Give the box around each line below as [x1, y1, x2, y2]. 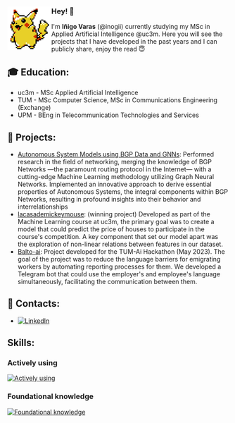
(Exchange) [17, 104, 51, 112]
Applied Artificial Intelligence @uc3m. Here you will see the [51, 30, 223, 38]
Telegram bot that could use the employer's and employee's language [17, 269, 220, 278]
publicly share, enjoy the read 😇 [51, 45, 146, 54]
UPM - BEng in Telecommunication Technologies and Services [17, 111, 199, 119]
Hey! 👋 [51, 6, 75, 16]
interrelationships [17, 202, 68, 211]
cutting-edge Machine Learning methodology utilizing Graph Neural [17, 172, 215, 180]
